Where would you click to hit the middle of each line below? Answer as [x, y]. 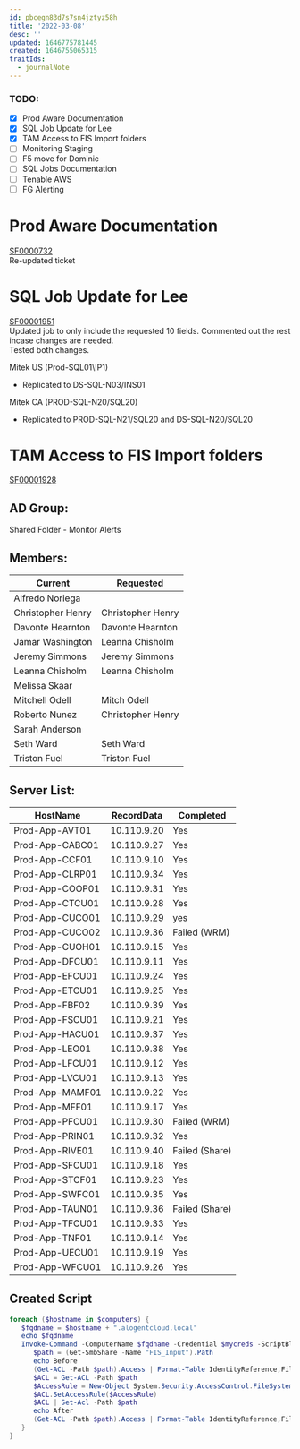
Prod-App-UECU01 [57, 1252]
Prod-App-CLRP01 [55, 874]
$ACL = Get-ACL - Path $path [85, 1377]
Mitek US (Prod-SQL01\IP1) [59, 367]
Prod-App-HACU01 [57, 1033]
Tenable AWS [47, 179]
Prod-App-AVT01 [53, 830]
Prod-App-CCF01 [53, 859]
